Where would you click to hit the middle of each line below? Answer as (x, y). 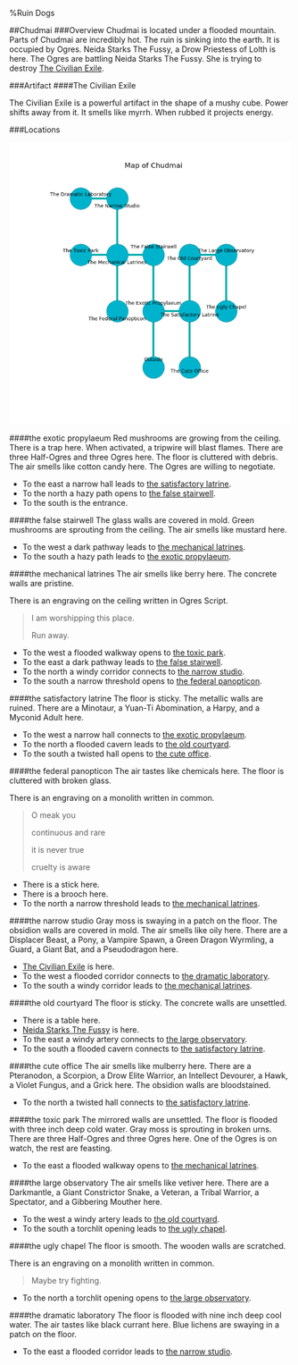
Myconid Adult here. (47, 717)
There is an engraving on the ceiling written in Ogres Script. (119, 601)
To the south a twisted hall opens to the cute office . (116, 754)
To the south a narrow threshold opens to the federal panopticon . (142, 681)
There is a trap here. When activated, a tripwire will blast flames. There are (146, 447)
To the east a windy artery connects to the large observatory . (135, 1039)
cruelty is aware (61, 867)
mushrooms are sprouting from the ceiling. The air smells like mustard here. (148, 530)
